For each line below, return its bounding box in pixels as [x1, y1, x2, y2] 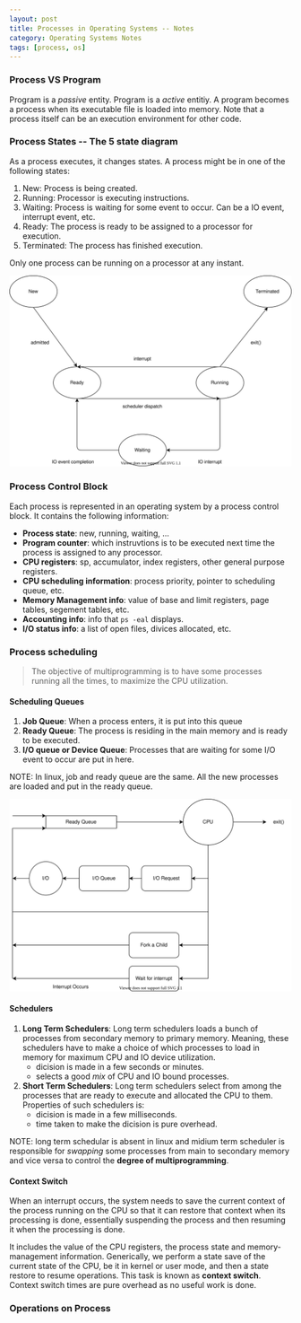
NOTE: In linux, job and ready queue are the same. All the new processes [9, 772, 279, 783]
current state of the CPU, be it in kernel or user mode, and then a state [9, 1261, 269, 1272]
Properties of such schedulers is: [21, 1100, 145, 1110]
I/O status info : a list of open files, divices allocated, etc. [21, 623, 232, 634]
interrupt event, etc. [21, 211, 96, 222]
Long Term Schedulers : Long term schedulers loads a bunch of [21, 1023, 258, 1034]
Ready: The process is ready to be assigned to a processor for [21, 221, 254, 232]
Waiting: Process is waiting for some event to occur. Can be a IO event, [21, 202, 285, 213]
